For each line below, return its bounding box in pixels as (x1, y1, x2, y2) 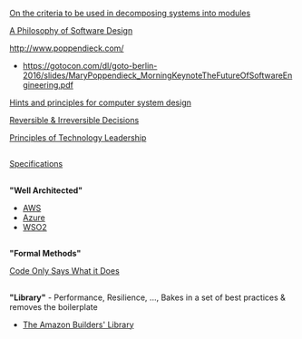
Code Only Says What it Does (9, 266, 120, 276)
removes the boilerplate (9, 301, 98, 312)
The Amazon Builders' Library (22, 319, 134, 330)
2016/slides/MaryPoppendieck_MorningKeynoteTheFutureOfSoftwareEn (22, 70, 293, 81)
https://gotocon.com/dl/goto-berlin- (22, 61, 158, 71)
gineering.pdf (22, 80, 74, 90)
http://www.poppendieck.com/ (9, 43, 124, 53)
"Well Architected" (9, 185, 83, 196)
